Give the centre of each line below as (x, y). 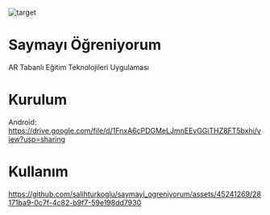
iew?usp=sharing (37, 139)
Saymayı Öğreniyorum (85, 45)
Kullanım (38, 172)
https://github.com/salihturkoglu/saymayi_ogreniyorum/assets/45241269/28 (135, 194)
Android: (23, 122)
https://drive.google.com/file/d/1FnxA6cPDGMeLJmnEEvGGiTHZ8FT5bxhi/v (135, 130)
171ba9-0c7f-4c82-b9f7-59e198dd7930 (75, 202)
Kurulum (38, 100)
